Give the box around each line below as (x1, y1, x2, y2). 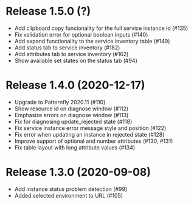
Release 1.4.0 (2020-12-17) (5, 78, 145, 92)
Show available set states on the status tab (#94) (14, 57, 137, 64)
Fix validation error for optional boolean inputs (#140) (14, 31, 148, 38)
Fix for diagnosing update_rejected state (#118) (14, 118, 133, 125)
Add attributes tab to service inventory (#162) (14, 50, 129, 57)
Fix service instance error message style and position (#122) (14, 124, 167, 132)
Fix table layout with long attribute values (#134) (14, 143, 136, 151)
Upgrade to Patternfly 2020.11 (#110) (14, 98, 106, 106)
